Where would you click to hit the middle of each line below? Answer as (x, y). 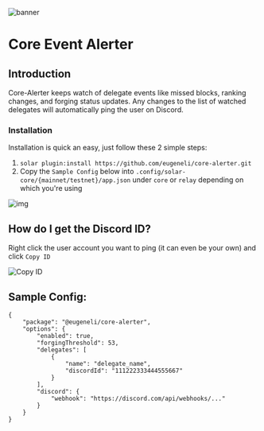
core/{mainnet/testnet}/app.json (75, 181)
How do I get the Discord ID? (80, 229)
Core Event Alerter (71, 45)
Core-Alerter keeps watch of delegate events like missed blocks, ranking (127, 93)
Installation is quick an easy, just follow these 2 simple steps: (108, 148)
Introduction (40, 74)
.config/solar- (161, 172)
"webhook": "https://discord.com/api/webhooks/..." (138, 398)
